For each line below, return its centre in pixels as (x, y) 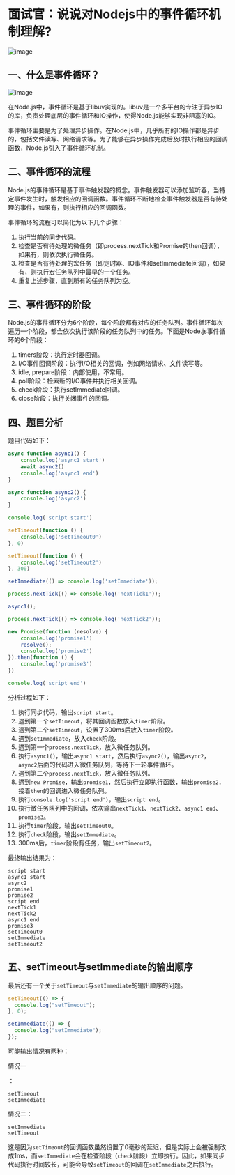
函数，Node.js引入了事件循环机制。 (59, 148)
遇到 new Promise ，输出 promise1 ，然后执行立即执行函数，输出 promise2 (118, 782)
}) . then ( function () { (41, 658)
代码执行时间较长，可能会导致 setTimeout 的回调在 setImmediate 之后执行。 (113, 1164)
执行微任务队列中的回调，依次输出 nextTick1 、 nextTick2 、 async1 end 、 (120, 808)
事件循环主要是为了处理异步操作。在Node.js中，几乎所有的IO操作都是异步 (114, 130)
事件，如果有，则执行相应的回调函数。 (75, 207)
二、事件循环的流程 (49, 172)
